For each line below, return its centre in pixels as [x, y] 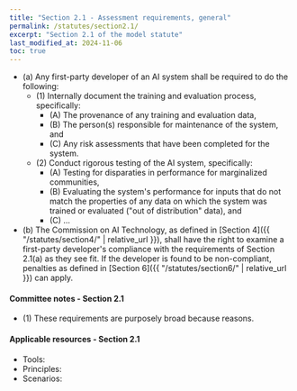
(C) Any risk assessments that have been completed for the [159, 144]
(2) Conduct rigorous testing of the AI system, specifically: [144, 163]
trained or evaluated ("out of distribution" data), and [145, 211]
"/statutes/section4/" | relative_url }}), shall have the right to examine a [153, 240]
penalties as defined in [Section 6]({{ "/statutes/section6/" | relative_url [154, 268]
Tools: [34, 359]
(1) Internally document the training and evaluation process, [146, 96]
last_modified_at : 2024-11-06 [66, 43]
